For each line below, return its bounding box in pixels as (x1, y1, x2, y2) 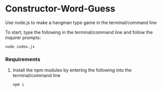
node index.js (5, 44, 35, 49)
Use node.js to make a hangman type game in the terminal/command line (5, 19, 157, 25)
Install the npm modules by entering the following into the (12, 67, 132, 73)
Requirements (5, 55, 41, 62)
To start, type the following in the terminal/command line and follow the (5, 29, 153, 35)
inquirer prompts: (5, 34, 41, 40)
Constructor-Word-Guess (5, 3, 116, 14)
